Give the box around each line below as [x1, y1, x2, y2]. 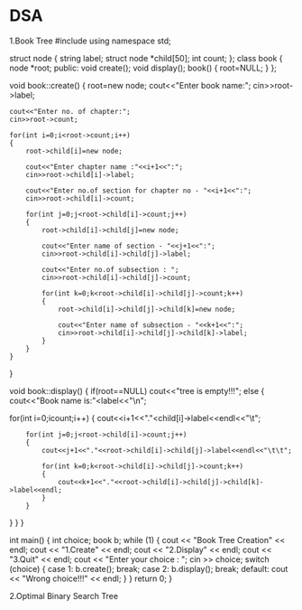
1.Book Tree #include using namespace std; [9, 35, 171, 46]
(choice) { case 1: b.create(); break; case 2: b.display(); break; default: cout [9, 563, 288, 574]
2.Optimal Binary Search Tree [9, 590, 119, 601]
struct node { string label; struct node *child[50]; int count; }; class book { [9, 52, 283, 63]
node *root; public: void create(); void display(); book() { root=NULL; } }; [9, 62, 278, 73]
